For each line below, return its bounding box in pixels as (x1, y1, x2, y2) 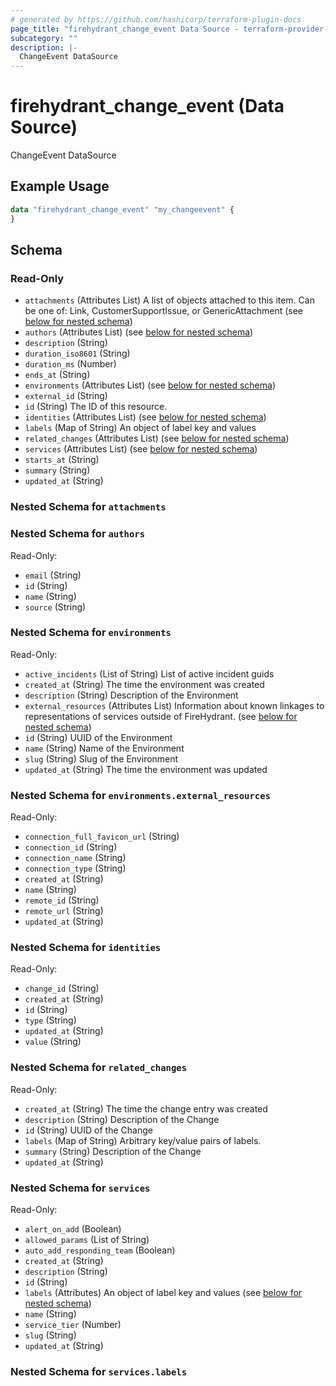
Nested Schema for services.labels (10, 1364, 188, 1378)
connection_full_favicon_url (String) (24, 831, 180, 843)
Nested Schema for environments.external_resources (10, 788, 271, 802)
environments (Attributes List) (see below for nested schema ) (24, 379, 276, 391)
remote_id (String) (24, 894, 100, 906)
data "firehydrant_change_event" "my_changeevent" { (10, 204, 235, 215)
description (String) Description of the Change (24, 1113, 220, 1125)
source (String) (24, 601, 87, 613)
